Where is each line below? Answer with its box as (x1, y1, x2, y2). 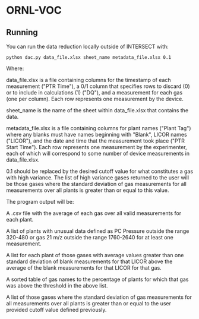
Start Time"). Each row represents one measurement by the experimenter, (6, 144, 187, 150)
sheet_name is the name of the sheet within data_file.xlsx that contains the (6, 107, 189, 113)
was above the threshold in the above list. (6, 282, 108, 289)
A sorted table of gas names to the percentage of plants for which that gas (6, 276, 189, 283)
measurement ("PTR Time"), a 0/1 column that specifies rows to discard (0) (6, 83, 190, 90)
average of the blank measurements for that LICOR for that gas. (6, 264, 162, 271)
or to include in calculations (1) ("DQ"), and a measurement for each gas (6, 89, 183, 96)
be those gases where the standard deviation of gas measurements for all (6, 181, 187, 187)
